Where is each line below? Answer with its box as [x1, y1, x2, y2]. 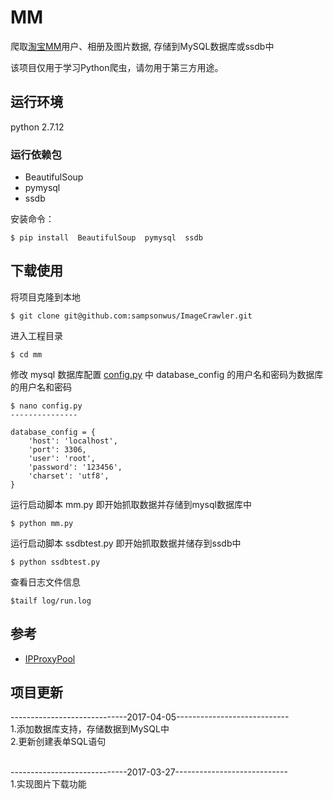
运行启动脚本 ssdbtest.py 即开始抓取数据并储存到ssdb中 [10, 537, 242, 549]
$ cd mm [10, 349, 43, 360]
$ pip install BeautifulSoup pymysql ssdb [10, 233, 203, 243]
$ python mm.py [10, 518, 74, 528]
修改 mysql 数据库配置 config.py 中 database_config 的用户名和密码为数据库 [10, 368, 324, 380]
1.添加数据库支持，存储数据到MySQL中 [10, 723, 170, 735]
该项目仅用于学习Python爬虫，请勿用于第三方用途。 [10, 61, 224, 73]
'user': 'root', [28, 453, 97, 463]
